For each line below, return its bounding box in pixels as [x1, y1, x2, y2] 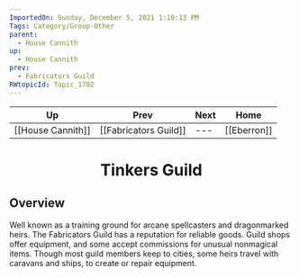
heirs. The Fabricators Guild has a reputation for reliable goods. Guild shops [9, 228, 291, 239]
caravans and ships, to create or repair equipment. [9, 257, 197, 268]
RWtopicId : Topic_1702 [9, 80, 95, 89]
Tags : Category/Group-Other [9, 22, 115, 31]
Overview [9, 195, 66, 211]
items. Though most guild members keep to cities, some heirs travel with [9, 248, 279, 259]
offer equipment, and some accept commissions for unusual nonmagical [9, 238, 278, 249]
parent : [9, 30, 39, 39]
